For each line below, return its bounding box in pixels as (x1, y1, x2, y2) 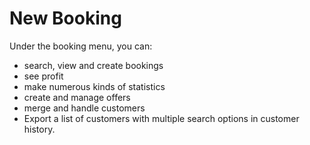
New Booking (9, 7, 122, 30)
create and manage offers (23, 91, 131, 103)
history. (23, 123, 56, 135)
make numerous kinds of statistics (23, 80, 166, 92)
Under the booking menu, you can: (9, 40, 153, 52)
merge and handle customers (23, 102, 146, 114)
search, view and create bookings (23, 59, 164, 71)
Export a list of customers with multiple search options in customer (23, 112, 300, 124)
